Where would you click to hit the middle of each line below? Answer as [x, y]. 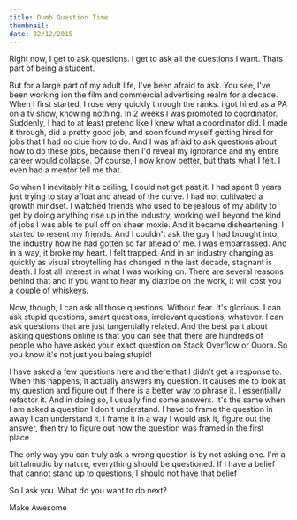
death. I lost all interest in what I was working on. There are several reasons [147, 271]
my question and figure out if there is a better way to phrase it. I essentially [145, 391]
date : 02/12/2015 [41, 34]
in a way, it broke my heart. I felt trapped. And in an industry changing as [141, 253]
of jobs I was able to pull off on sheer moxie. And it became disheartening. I [147, 225]
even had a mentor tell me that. [66, 170]
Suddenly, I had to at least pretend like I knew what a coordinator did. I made [148, 123]
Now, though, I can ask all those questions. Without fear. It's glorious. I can [145, 308]
